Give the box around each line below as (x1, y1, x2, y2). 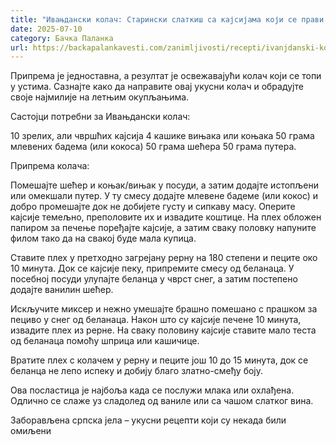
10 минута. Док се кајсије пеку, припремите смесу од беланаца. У (10, 262, 295, 275)
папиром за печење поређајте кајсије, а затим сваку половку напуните (10, 222, 317, 234)
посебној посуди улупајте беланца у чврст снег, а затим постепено (10, 273, 298, 285)
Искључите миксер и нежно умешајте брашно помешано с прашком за (10, 303, 318, 315)
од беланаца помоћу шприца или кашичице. (10, 335, 200, 347)
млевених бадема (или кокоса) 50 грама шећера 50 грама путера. (10, 141, 297, 153)
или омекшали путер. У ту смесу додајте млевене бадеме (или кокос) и (10, 190, 319, 202)
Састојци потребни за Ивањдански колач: (10, 111, 191, 123)
